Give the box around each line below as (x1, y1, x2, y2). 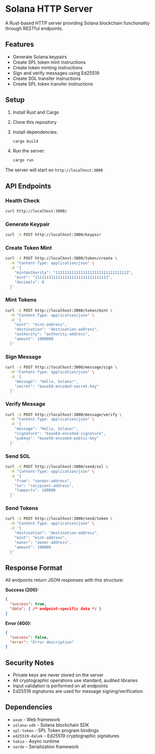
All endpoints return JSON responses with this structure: (5, 577, 124, 583)
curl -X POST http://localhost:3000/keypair (5, 232, 101, 238)
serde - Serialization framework (12, 743, 79, 749)
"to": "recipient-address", (14, 483, 74, 488)
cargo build (12, 139, 38, 144)
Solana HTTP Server (5, 3, 93, 15)
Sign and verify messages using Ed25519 (12, 70, 99, 76)
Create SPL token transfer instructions (12, 81, 93, 87)
